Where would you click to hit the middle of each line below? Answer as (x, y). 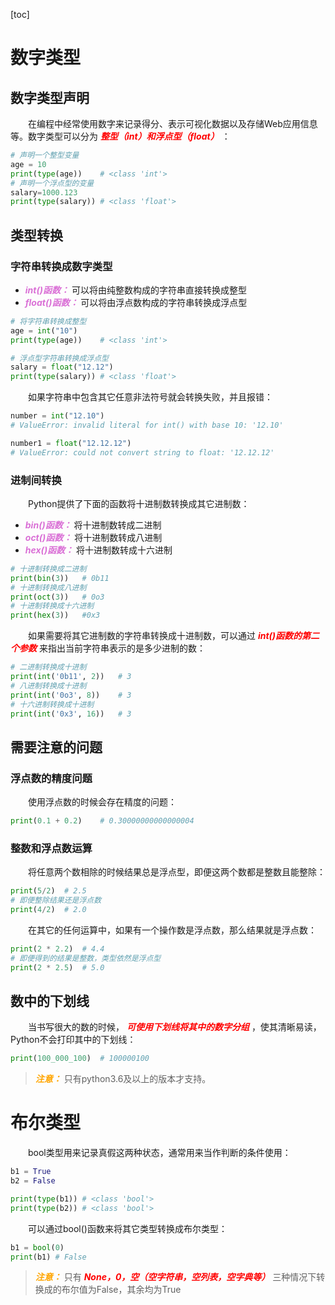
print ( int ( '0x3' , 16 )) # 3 (71, 714)
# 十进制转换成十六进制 (52, 606)
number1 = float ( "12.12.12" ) (71, 443)
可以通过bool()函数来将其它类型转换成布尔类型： (128, 1228)
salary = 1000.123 (44, 192)
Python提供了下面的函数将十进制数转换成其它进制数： (139, 503)
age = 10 (28, 164)
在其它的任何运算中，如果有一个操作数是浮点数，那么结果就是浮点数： (172, 930)
